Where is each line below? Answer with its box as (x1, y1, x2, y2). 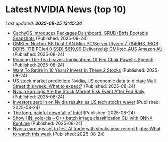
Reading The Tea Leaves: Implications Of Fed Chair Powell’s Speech (12, 56, 154, 62)
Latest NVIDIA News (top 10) (5, 4, 127, 15)
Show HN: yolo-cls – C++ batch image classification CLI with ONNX (12, 115, 153, 121)
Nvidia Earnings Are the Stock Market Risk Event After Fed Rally (12, 88, 145, 94)
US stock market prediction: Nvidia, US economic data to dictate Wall (12, 78, 156, 84)
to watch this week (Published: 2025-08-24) (12, 131, 105, 137)
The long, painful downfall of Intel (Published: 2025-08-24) (12, 109, 135, 116)
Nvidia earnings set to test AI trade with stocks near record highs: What (12, 125, 161, 131)
